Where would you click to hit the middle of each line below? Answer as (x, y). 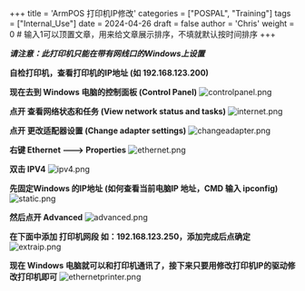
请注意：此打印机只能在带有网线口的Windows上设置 (108, 53)
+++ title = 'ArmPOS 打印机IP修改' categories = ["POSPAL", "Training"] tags (150, 13)
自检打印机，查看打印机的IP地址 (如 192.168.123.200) (109, 73)
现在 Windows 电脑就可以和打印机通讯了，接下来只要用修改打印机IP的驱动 (148, 265)
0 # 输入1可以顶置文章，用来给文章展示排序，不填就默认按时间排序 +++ (143, 34)
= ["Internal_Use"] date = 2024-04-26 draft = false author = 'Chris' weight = (152, 24)
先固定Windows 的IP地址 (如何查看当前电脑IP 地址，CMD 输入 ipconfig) (144, 188)
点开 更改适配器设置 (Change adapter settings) (98, 131)
